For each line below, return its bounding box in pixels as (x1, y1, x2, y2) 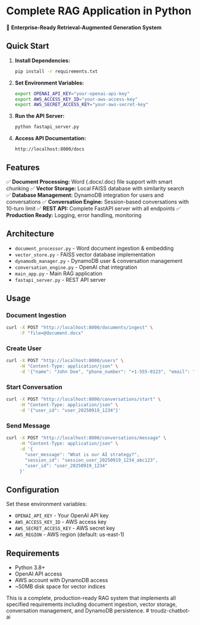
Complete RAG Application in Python (6, 4, 192, 18)
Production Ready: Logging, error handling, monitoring (6, 211, 142, 218)
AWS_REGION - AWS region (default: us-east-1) (14, 531, 125, 538)
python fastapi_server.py (14, 124, 79, 130)
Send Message (6, 421, 51, 429)
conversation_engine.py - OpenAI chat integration (14, 263, 137, 271)
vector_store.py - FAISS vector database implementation (14, 251, 156, 258)
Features (6, 162, 40, 172)
